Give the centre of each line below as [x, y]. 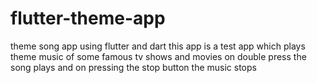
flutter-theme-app [88, 18]
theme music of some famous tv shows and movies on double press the [158, 56]
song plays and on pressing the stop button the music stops [133, 67]
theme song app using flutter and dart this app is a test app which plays [158, 46]
